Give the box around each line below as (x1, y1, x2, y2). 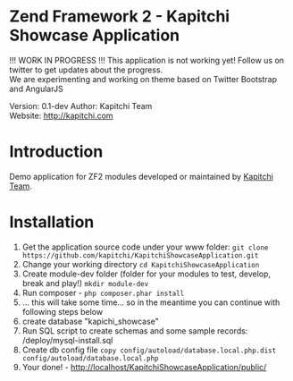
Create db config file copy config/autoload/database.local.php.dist (21, 344, 277, 355)
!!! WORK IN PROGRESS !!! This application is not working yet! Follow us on (9, 55, 284, 65)
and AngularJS (9, 83, 64, 94)
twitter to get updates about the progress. (9, 64, 163, 75)
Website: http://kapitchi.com (9, 110, 113, 121)
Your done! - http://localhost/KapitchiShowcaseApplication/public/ (21, 361, 267, 372)
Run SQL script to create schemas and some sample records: (21, 325, 248, 336)
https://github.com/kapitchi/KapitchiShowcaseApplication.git (21, 250, 259, 260)
